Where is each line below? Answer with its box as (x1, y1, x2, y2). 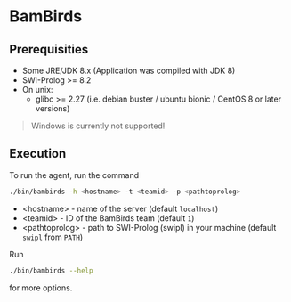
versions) (35, 103, 70, 113)
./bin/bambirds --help (9, 265, 93, 275)
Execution (9, 146, 67, 161)
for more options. (9, 282, 73, 293)
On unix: (21, 85, 53, 94)
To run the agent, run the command (9, 169, 140, 180)
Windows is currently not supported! (30, 120, 166, 131)
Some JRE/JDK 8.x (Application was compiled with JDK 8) (21, 65, 236, 76)
